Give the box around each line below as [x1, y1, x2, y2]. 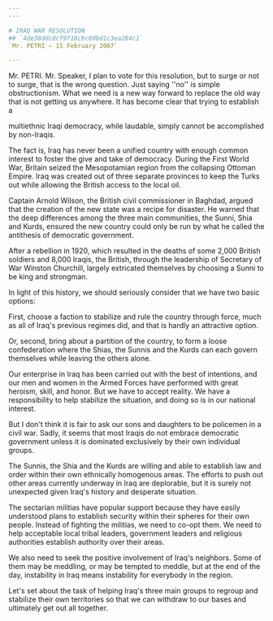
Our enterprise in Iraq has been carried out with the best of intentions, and [8, 369, 258, 379]
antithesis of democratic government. [8, 231, 134, 240]
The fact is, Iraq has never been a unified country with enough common [8, 145, 249, 155]
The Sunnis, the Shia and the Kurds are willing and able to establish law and [8, 461, 262, 471]
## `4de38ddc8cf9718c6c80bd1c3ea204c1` [8, 34, 144, 42]
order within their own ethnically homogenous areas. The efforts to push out [8, 470, 264, 480]
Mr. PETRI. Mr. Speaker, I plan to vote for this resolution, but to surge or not [8, 71, 260, 81]
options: [8, 296, 37, 306]
